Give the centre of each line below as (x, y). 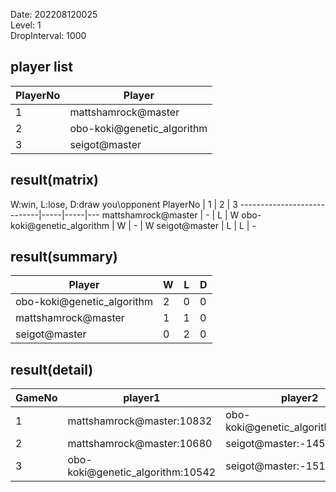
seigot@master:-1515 (279, 466)
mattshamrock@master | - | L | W (170, 215)
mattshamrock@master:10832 (140, 421)
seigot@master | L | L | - (206, 225)
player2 (300, 398)
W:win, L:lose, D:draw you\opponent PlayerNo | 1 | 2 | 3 (124, 204)
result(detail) (52, 369)
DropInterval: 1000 (48, 35)
